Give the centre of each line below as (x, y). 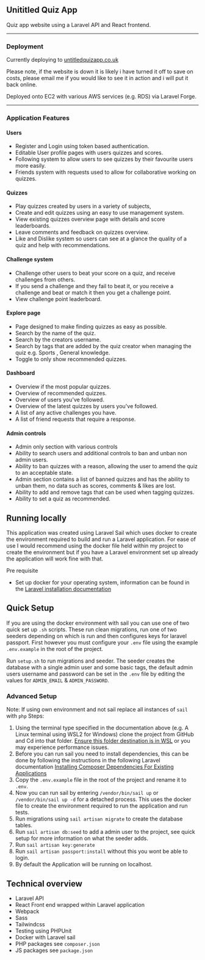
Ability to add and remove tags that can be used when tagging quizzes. (105, 493)
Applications (31, 773)
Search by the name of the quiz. (56, 333)
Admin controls (26, 433)
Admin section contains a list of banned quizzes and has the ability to (103, 479)
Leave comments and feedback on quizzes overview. (82, 233)
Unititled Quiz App (42, 10)
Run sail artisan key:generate (55, 845)
